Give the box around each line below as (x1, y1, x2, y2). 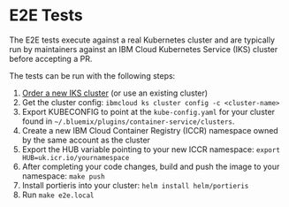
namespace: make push (21, 170, 105, 181)
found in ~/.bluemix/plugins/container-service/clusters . (21, 116, 235, 126)
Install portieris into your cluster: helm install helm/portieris (21, 180, 249, 190)
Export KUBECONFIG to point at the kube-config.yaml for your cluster (21, 106, 276, 117)
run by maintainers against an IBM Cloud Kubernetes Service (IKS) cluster (9, 43, 278, 54)
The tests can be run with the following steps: (9, 70, 176, 80)
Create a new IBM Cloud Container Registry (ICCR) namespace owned (21, 125, 278, 135)
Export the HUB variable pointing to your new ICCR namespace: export (21, 143, 281, 155)
